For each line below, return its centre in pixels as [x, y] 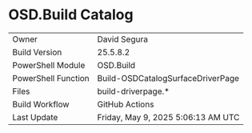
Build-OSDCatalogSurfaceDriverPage [168, 78]
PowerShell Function [51, 78]
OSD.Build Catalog [71, 15]
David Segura [122, 39]
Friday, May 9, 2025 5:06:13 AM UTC [168, 117]
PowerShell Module [49, 65]
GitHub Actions [126, 104]
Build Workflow [41, 104]
